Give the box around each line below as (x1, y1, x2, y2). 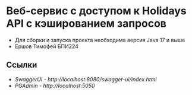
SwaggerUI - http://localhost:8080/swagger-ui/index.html (14, 75, 157, 83)
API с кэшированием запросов (6, 17, 166, 30)
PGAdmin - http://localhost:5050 (14, 82, 95, 89)
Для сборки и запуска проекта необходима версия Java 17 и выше (14, 36, 185, 43)
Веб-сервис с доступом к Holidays (6, 4, 187, 18)
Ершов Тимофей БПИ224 (14, 43, 79, 50)
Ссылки (6, 60, 37, 70)
